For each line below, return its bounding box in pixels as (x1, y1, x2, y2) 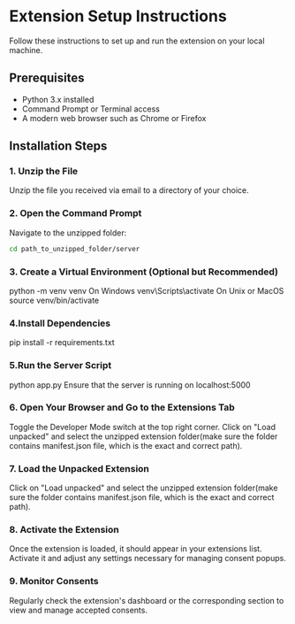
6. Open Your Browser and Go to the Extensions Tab (9, 401, 236, 413)
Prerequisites (9, 71, 85, 86)
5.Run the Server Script (9, 359, 112, 372)
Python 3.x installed (21, 94, 95, 104)
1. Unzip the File (9, 166, 79, 178)
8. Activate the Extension (9, 524, 119, 536)
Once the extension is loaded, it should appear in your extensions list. (9, 543, 262, 554)
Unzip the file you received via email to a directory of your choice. (9, 185, 249, 196)
